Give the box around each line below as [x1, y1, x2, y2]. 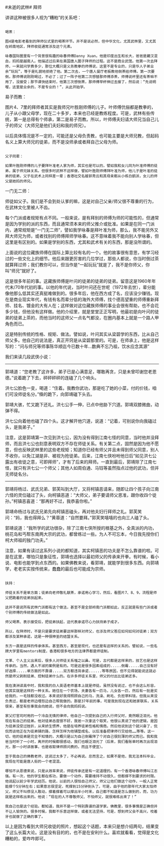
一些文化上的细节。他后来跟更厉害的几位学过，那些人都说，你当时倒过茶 [13, 256, 159, 261]
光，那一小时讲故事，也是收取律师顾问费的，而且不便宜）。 [5, 745, 105, 749]
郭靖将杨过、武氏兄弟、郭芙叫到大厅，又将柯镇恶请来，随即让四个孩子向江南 [5, 486, 159, 492]
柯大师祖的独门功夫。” [5, 537, 48, 543]
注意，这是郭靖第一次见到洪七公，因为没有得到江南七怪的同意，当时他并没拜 [5, 434, 159, 440]
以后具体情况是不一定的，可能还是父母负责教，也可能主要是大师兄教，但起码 [5, 133, 159, 138]
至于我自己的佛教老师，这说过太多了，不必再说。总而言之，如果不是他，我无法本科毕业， [5, 754, 158, 759]
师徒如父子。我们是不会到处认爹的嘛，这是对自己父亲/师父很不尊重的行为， [5, 198, 157, 204]
